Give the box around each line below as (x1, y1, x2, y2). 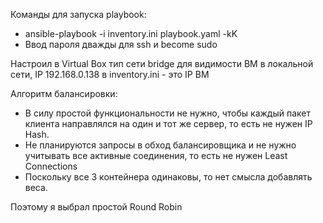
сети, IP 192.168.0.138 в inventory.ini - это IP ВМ (10, 69, 210, 80)
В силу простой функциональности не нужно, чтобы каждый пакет (24, 107, 312, 119)
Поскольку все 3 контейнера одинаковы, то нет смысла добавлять (24, 171, 313, 183)
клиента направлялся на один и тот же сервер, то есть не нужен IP (24, 118, 313, 129)
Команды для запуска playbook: (10, 9, 147, 20)
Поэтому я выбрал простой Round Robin (10, 201, 183, 213)
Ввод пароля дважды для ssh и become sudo (24, 39, 218, 50)
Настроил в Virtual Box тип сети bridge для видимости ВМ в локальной (10, 58, 314, 69)
